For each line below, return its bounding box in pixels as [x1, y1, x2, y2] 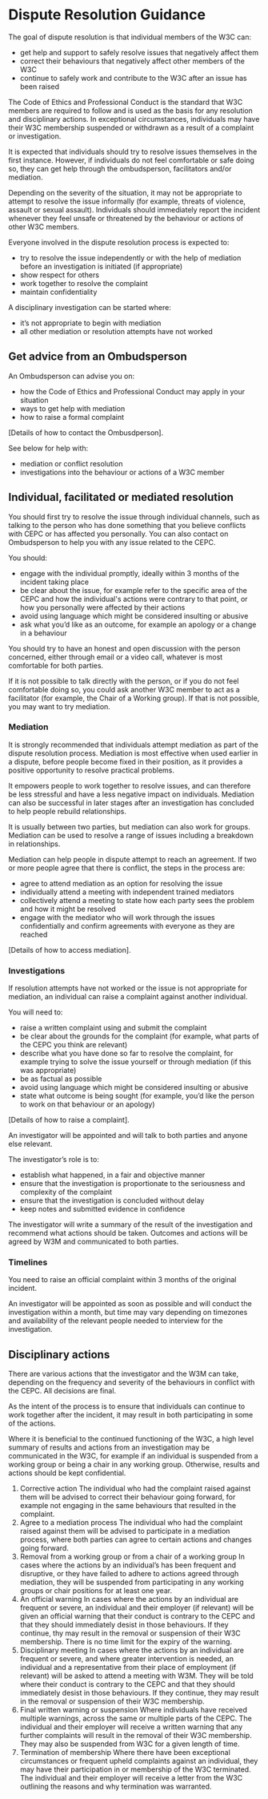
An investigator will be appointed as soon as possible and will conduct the [8, 1299, 252, 1309]
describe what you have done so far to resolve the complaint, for [19, 1048, 234, 1059]
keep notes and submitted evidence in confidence [19, 1204, 186, 1214]
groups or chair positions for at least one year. [19, 1586, 173, 1595]
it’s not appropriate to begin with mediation [19, 318, 162, 328]
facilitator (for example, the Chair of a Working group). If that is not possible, [8, 693, 260, 703]
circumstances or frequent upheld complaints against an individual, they [19, 1757, 258, 1766]
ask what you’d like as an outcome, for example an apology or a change [19, 619, 257, 629]
